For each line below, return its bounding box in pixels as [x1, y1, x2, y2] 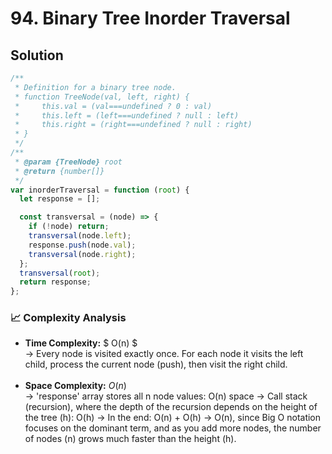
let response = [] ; [19, 194, 101, 204]
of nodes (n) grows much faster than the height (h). [24, 433, 237, 445]
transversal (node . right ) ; [28, 249, 137, 259]
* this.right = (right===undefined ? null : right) [14, 120, 253, 130]
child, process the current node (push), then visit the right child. [24, 358, 288, 371]
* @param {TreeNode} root [14, 157, 123, 167]
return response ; [19, 277, 92, 287]
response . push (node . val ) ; [28, 240, 137, 250]
